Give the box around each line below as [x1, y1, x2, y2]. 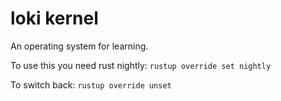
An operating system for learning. [10, 40, 149, 52]
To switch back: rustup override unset [10, 78, 172, 91]
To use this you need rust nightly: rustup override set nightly [10, 59, 272, 71]
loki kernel [10, 7, 99, 30]
